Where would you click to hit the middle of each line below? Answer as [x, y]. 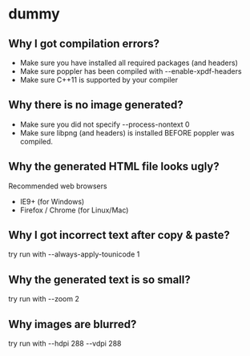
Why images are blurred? [73, 324]
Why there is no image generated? [96, 105]
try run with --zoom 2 [44, 299]
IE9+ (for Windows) [52, 201]
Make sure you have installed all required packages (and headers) [129, 63]
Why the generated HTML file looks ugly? [114, 166]
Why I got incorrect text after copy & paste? [119, 235]
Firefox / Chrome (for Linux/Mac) [74, 210]
